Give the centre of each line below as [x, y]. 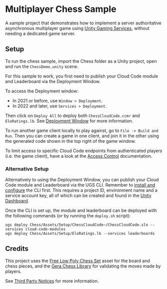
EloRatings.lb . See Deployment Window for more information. [69, 121]
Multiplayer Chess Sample [61, 9]
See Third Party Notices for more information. [52, 281]
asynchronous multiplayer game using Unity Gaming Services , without [77, 28]
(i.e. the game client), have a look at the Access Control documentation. [79, 156]
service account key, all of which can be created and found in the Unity [79, 195]
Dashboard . [17, 201]
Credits [17, 249]
